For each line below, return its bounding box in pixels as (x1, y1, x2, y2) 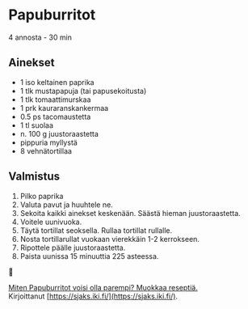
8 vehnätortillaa (19, 146, 73, 155)
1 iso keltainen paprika (19, 77, 95, 87)
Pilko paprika (19, 191, 64, 201)
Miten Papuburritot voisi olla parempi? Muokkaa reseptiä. (8, 282, 198, 292)
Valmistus (8, 170, 61, 184)
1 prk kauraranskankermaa (19, 103, 109, 112)
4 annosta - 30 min (8, 32, 73, 42)
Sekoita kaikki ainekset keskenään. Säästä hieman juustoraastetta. (19, 208, 241, 218)
